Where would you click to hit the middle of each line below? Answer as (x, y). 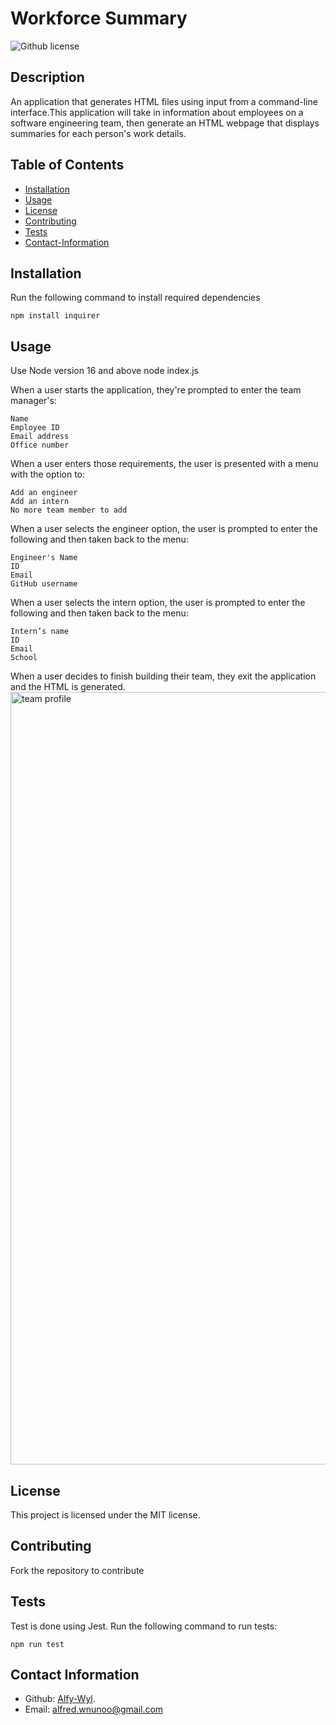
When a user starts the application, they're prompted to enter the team (156, 390)
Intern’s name (40, 632)
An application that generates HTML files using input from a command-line (164, 101)
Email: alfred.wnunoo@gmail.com (94, 1709)
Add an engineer (44, 493)
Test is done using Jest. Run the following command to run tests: (144, 1626)
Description (47, 77)
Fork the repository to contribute (77, 1570)
